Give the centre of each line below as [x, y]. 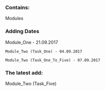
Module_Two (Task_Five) [31, 83]
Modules [14, 18]
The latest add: [24, 72]
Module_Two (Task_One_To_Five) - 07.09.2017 [53, 60]
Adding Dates [22, 31]
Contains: [18, 7]
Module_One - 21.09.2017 [32, 42]
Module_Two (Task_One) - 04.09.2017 [44, 51]
